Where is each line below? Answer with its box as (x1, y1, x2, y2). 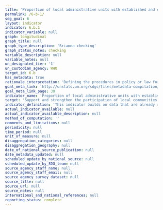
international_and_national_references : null (5, 193, 98, 198)
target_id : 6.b (5, 71, 36, 76)
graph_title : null (5, 39, 42, 44)
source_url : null (5, 184, 40, 189)
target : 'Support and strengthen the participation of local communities (5, 98, 158, 103)
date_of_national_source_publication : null (5, 148, 95, 153)
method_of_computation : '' (5, 115, 60, 121)
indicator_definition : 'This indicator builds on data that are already (5, 102, 155, 107)
